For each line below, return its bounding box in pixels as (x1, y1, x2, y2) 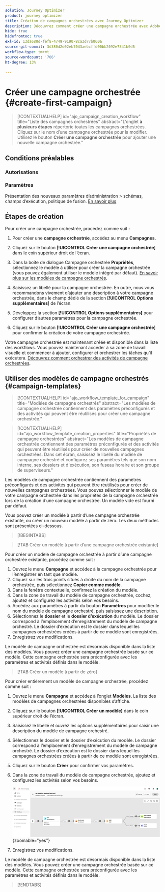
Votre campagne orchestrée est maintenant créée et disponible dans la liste (5, 339, 158, 345)
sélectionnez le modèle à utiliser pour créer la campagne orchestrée (12, 265, 151, 270)
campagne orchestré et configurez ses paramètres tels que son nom (17, 457, 156, 463)
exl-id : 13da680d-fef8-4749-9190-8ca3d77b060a (5, 39, 102, 44)
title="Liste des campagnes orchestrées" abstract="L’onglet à (17, 119, 142, 125)
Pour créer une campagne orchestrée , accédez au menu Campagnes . (12, 235, 156, 241)
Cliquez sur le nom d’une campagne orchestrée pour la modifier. (17, 129, 148, 135)
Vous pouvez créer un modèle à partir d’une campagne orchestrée (5, 512, 140, 518)
